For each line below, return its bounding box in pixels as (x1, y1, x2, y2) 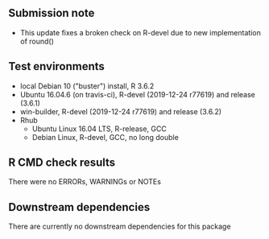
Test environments (8, 60, 105, 73)
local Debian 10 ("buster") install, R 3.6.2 (19, 80, 155, 91)
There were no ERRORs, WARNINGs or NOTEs (8, 177, 161, 187)
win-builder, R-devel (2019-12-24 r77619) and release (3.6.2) (19, 106, 222, 116)
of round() (19, 36, 55, 46)
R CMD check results (8, 156, 116, 170)
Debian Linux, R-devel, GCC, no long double (31, 132, 179, 142)
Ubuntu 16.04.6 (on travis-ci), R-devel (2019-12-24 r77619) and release (19, 89, 256, 99)
